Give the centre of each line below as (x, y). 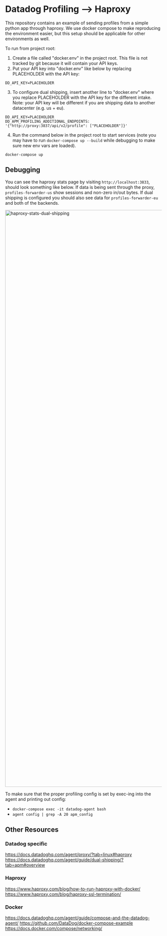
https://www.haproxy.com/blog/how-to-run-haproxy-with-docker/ (73, 889)
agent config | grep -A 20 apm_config (52, 814)
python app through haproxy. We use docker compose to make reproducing (83, 28)
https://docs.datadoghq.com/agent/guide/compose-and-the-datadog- (78, 918)
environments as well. (28, 39)
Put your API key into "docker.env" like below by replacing (72, 69)
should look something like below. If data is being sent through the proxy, (80, 187)
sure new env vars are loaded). (44, 146)
